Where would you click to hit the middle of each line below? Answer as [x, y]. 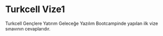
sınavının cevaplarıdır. [28, 28]
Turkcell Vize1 [35, 9]
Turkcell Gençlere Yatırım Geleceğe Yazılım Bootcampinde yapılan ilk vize [82, 23]
